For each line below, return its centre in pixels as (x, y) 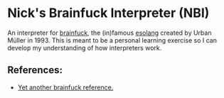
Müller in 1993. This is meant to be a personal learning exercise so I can (112, 40)
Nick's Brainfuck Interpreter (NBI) (108, 13)
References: (35, 70)
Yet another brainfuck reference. (65, 87)
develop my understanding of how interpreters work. (85, 48)
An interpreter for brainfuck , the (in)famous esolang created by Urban (110, 33)
